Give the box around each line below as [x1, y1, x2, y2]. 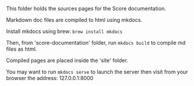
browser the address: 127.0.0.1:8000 [6, 75, 94, 81]
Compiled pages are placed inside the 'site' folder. [6, 57, 129, 64]
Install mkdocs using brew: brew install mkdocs [6, 28, 123, 35]
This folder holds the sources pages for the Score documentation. [6, 5, 166, 12]
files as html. [6, 45, 37, 52]
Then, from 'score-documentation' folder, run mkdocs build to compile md [6, 39, 186, 46]
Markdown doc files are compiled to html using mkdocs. [6, 16, 143, 23]
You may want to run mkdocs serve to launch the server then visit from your [6, 68, 189, 75]
